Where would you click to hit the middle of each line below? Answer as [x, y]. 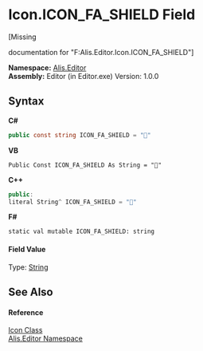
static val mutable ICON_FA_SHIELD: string [82, 232]
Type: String [28, 267]
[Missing [23, 37]
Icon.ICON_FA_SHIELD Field [102, 15]
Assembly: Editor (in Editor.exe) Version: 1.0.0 [84, 76]
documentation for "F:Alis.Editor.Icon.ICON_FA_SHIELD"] [101, 52]
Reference [26, 312]
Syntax [26, 101]
